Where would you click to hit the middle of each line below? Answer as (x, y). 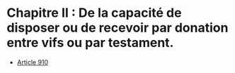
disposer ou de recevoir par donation (117, 28)
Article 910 (33, 62)
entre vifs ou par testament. (90, 43)
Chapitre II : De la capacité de (94, 13)
